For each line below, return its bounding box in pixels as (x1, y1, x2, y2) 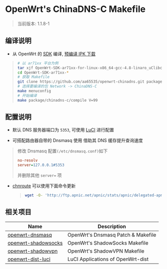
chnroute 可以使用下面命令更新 (12, 183, 76, 189)
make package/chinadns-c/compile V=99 (17, 98, 98, 103)
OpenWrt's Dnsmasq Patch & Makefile (67, 231, 157, 238)
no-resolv (17, 158, 38, 163)
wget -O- (24, 193, 43, 198)
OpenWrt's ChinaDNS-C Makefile (5, 3, 146, 15)
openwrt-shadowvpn (7, 248, 58, 255)
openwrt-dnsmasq (7, 231, 52, 238)
